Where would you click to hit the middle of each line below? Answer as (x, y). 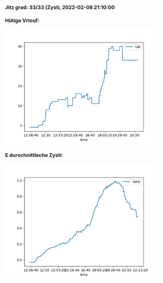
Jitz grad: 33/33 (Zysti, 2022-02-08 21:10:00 (60, 7)
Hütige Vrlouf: (22, 20)
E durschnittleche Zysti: (34, 155)
